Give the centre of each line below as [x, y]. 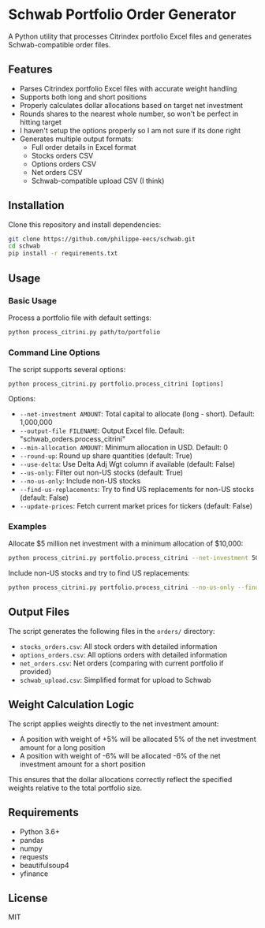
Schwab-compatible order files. [60, 44]
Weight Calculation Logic [71, 704]
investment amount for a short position [82, 764]
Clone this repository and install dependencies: [85, 224]
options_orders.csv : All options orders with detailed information [123, 654]
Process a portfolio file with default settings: [80, 318]
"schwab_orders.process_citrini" [73, 439]
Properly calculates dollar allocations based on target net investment [131, 105]
